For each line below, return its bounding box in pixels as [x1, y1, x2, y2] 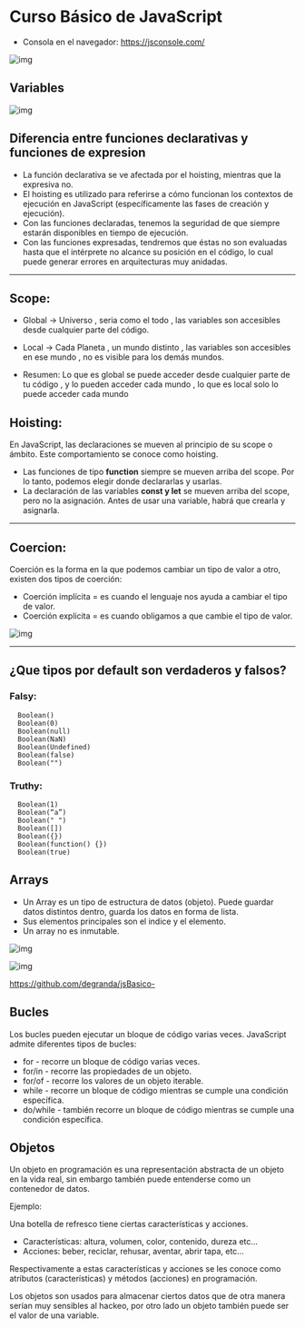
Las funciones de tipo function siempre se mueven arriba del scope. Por [22, 466, 295, 478]
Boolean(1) [17, 799, 59, 809]
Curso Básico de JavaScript [9, 6, 223, 27]
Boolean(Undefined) [17, 742, 92, 751]
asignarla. [22, 505, 60, 516]
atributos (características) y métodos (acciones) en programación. [9, 1273, 258, 1284]
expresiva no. [22, 179, 74, 190]
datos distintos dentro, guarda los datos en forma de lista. [22, 906, 239, 917]
